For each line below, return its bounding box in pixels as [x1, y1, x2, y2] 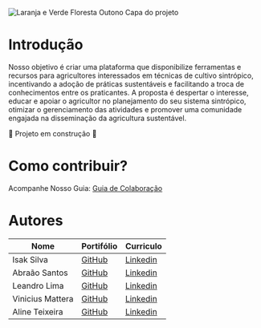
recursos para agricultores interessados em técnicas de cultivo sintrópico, [8, 71, 255, 80]
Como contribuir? [8, 157, 128, 176]
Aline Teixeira [12, 306, 63, 317]
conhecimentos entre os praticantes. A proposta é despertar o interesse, [8, 87, 249, 97]
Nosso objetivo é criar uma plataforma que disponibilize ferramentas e [8, 62, 242, 71]
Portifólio [81, 241, 118, 252]
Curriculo [124, 241, 162, 252]
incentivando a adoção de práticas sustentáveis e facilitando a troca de [8, 79, 245, 88]
